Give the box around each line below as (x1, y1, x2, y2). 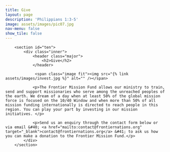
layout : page (5, 12, 33, 17)
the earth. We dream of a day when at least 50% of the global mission (5, 94, 160, 99)
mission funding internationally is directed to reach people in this (5, 102, 158, 107)
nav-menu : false (5, 26, 40, 31)
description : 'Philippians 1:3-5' (5, 17, 79, 22)
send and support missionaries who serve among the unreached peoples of (5, 89, 165, 94)
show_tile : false (5, 31, 42, 36)
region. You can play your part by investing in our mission (5, 107, 138, 112)
